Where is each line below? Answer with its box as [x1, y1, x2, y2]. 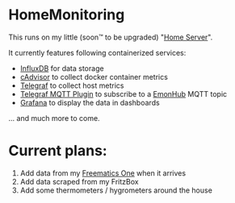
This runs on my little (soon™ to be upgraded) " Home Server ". [8, 32, 213, 42]
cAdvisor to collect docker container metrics [19, 72, 168, 81]
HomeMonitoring [8, 6, 125, 24]
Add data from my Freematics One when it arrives [19, 168, 187, 178]
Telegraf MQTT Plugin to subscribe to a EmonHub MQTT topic [19, 89, 228, 98]
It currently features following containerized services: [8, 48, 187, 57]
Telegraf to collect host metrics [19, 81, 124, 90]
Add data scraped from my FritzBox [19, 176, 139, 186]
